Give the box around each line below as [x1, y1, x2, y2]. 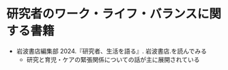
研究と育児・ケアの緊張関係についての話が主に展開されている [26, 55, 200, 63]
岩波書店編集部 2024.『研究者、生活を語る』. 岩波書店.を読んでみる [16, 47, 208, 55]
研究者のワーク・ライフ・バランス [6, 6, 197, 22]
